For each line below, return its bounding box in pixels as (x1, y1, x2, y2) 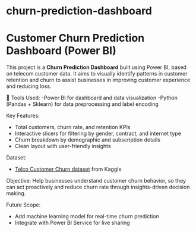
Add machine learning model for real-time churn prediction (14, 213, 159, 220)
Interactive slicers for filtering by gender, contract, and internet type (14, 130, 181, 137)
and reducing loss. (6, 83, 52, 90)
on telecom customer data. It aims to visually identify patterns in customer (6, 70, 188, 77)
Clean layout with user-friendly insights (14, 143, 111, 150)
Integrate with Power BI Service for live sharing (14, 219, 130, 227)
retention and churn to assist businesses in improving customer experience (6, 76, 191, 84)
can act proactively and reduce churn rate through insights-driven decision (6, 183, 190, 191)
